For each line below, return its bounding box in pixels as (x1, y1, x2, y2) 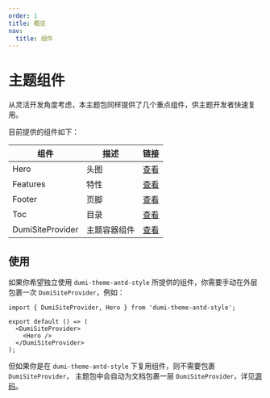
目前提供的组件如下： (8, 127, 79, 137)
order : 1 (8, 11, 38, 20)
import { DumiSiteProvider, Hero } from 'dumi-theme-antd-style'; (8, 304, 236, 312)
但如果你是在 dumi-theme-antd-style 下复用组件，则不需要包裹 (8, 361, 216, 371)
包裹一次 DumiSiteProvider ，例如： (8, 287, 125, 297)
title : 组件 (15, 34, 54, 43)
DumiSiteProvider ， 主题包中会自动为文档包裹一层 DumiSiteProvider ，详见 (8, 371, 255, 380)
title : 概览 (8, 19, 46, 27)
